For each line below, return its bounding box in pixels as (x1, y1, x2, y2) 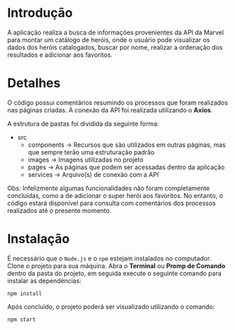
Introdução (7, 5, 73, 21)
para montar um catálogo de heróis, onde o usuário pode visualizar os (7, 35, 210, 44)
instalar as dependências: (7, 276, 82, 285)
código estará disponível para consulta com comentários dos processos (7, 199, 216, 207)
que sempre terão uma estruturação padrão (27, 147, 155, 156)
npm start (7, 316, 36, 323)
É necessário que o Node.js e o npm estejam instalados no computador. (7, 254, 212, 263)
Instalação (7, 231, 70, 247)
